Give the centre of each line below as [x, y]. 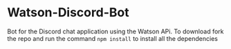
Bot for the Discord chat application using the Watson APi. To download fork [115, 31]
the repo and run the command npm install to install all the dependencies [112, 38]
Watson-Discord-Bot [68, 13]
